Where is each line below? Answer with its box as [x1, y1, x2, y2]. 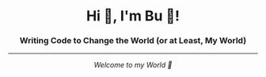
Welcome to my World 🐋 [93, 60, 173, 70]
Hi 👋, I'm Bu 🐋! [85, 7, 180, 25]
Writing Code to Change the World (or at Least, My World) [19, 35, 247, 46]
